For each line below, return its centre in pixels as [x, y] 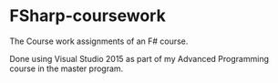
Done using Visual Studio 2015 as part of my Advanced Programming [139, 58]
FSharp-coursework [88, 16]
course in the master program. [67, 68]
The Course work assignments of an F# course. [99, 41]
